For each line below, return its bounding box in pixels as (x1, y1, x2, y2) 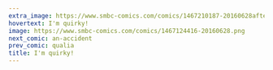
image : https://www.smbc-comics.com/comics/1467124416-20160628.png (8, 27, 245, 35)
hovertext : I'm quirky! (8, 19, 89, 27)
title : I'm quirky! (8, 49, 75, 57)
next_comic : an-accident (8, 34, 93, 43)
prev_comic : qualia (8, 42, 75, 50)
